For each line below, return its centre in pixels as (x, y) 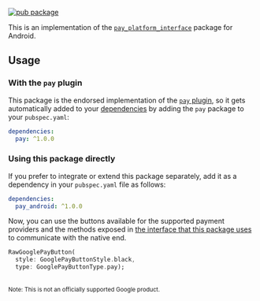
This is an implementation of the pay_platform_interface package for (121, 27)
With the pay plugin (45, 83)
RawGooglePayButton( (42, 252)
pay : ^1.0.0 (35, 139)
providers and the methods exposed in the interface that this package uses (130, 229)
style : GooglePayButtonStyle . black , (75, 260)
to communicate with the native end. (67, 238)
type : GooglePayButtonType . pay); (70, 267)
